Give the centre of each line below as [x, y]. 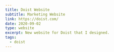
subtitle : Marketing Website [35, 14]
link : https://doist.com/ [32, 19]
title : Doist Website [28, 10]
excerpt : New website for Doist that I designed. [57, 33]
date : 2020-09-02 [23, 24]
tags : [11, 38]
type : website [20, 28]
